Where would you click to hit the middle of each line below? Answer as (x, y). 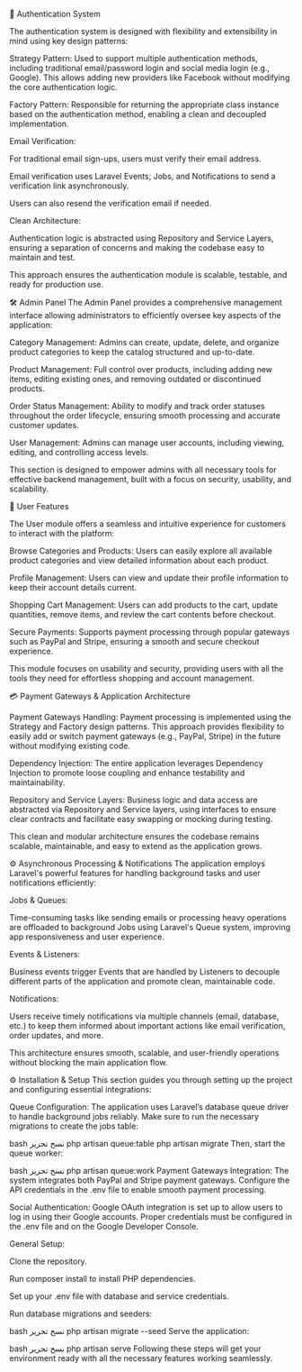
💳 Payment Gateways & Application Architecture (100, 696)
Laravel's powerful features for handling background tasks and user (135, 873)
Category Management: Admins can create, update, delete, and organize (144, 342)
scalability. (29, 489)
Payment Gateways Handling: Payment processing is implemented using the (151, 717)
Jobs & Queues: (39, 900)
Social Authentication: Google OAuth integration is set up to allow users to (146, 1207)
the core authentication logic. (64, 87)
